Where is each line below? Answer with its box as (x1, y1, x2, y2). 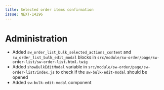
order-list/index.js (12, 70, 55, 75)
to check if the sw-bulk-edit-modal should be (55, 69, 147, 75)
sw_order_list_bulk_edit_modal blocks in (12, 55, 96, 60)
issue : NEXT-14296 (5, 12, 43, 17)
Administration (5, 33, 68, 44)
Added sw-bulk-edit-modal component (12, 80, 91, 86)
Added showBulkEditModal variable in (12, 64, 87, 70)
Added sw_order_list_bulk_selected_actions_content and (12, 49, 131, 55)
